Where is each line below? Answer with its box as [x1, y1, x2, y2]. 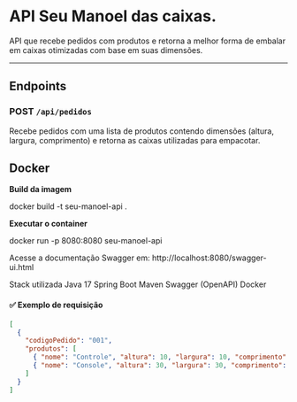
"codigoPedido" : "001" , [25, 336, 113, 345]
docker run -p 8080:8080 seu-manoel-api [9, 236, 163, 246]
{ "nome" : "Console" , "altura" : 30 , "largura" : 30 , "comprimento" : [32, 361, 287, 370]
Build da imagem [9, 184, 72, 195]
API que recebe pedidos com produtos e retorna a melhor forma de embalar [9, 35, 286, 46]
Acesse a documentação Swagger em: [9, 252, 150, 263]
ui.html [9, 262, 34, 273]
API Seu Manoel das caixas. [9, 6, 217, 27]
